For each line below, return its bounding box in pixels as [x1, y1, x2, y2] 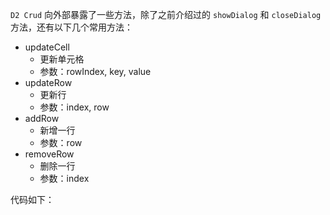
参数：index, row [39, 101, 110, 113]
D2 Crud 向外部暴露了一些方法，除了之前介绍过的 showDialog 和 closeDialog [10, 9, 322, 20]
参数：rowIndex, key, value [39, 66, 152, 77]
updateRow [24, 77, 73, 88]
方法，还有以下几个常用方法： [10, 21, 133, 33]
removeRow [24, 148, 75, 160]
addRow [24, 113, 60, 124]
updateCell [24, 41, 70, 53]
